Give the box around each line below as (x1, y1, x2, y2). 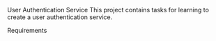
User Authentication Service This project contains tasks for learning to (7, 6, 209, 14)
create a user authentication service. (7, 13, 113, 21)
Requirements (7, 27, 47, 34)
